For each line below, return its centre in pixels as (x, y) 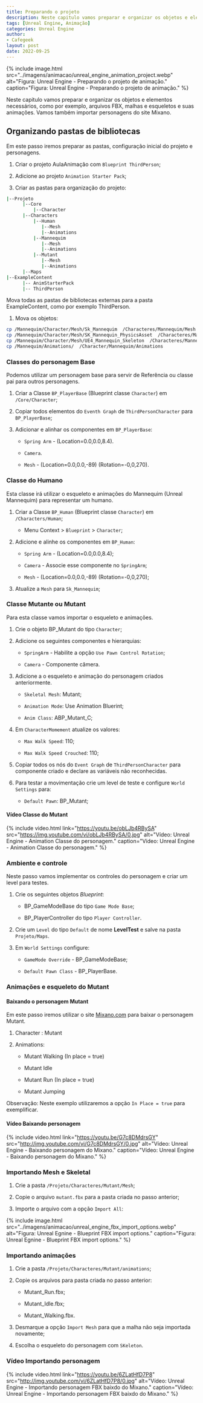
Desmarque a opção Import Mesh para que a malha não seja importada (103, 1327)
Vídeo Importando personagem (53, 1361)
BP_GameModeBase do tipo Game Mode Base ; (79, 906)
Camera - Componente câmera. (62, 664)
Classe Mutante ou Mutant (46, 604)
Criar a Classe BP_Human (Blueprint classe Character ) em (84, 511)
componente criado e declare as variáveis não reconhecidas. (91, 771)
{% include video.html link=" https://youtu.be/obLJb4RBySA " (82, 828)
